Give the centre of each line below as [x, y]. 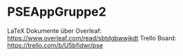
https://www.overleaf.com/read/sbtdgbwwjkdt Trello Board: [92, 38]
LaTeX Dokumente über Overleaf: [55, 31]
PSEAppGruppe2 [57, 12]
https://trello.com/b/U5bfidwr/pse [55, 45]
